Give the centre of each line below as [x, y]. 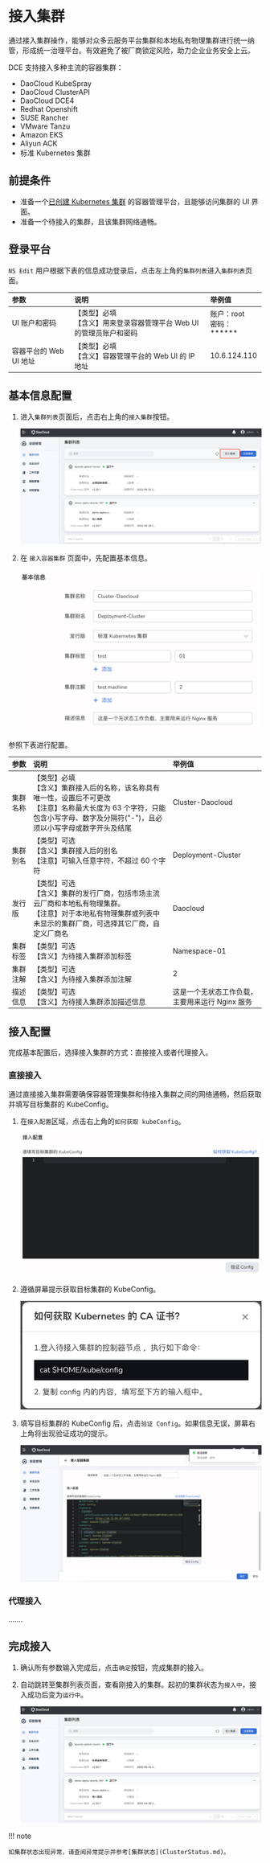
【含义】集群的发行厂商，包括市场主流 [97, 893]
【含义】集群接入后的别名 [76, 850]
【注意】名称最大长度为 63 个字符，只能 [100, 807]
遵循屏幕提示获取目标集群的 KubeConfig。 [90, 1289]
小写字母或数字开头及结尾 [90, 827]
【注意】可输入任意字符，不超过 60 [92, 860]
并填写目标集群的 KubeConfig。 [61, 1104]
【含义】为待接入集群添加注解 [83, 979]
